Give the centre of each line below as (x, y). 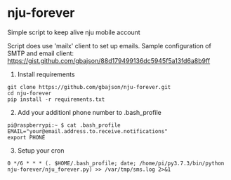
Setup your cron (41, 150)
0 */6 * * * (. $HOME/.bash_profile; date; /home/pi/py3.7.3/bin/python (116, 163)
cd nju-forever (29, 93)
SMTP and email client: (41, 53)
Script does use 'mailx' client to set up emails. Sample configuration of (110, 46)
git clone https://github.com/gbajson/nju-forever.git (89, 87)
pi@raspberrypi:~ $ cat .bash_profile (64, 125)
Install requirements (46, 74)
